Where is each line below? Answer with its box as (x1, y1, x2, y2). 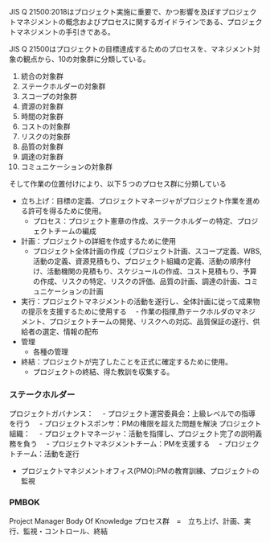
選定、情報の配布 (42, 327, 99, 336)
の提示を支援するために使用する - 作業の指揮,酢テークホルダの (20, 306, 235, 316)
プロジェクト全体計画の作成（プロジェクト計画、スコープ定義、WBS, (32, 246, 262, 256)
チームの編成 (54, 226, 97, 236)
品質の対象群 (20, 142, 63, 151)
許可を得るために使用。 (27, 206, 106, 216)
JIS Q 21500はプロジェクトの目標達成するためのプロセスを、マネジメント (9, 44, 254, 54)
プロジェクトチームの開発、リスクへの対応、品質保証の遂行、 (48, 317, 254, 326)
